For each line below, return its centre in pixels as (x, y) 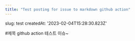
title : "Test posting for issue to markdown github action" (68, 9)
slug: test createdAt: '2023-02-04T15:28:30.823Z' (56, 23)
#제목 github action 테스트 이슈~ (37, 33)
